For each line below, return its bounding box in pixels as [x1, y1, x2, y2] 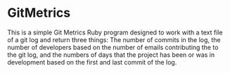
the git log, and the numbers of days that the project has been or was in [7, 51, 215, 59]
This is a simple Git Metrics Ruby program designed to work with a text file [7, 28, 223, 36]
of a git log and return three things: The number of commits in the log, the [7, 35, 221, 44]
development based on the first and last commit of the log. [7, 58, 177, 66]
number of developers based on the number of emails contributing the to [7, 43, 219, 51]
